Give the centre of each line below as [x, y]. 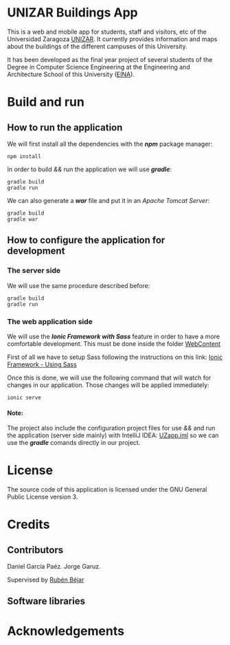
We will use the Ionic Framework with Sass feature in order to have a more [114, 336]
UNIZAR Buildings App [73, 13]
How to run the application [65, 128]
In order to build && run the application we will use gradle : [90, 169]
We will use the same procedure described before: [79, 285]
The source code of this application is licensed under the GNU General [107, 490]
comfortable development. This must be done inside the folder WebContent [114, 343]
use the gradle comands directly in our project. [74, 443]
